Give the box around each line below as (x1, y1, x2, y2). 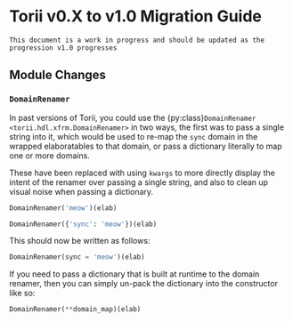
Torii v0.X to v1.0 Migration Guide (9, 6, 263, 27)
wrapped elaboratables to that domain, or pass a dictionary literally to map (9, 141, 282, 151)
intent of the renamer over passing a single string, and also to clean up (9, 176, 269, 188)
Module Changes (9, 68, 107, 83)
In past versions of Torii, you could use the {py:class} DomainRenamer (9, 112, 256, 123)
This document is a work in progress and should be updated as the (9, 36, 265, 44)
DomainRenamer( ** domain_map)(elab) (9, 305, 142, 314)
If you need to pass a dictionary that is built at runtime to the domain (9, 269, 260, 279)
